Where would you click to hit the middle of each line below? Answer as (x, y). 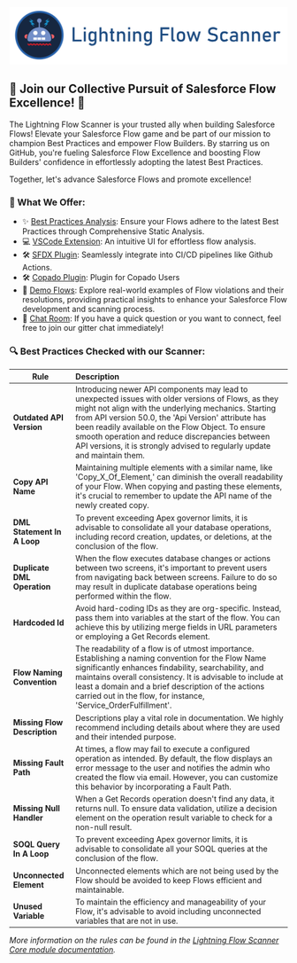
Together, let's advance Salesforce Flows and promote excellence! (130, 179)
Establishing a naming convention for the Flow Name (171, 658)
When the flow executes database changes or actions (173, 558)
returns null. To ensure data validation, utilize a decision (176, 809)
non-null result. (103, 827)
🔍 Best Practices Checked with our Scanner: (107, 351)
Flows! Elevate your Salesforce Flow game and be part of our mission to (140, 133)
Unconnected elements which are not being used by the (177, 871)
